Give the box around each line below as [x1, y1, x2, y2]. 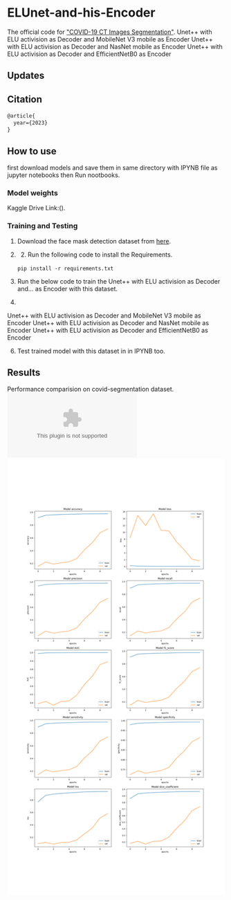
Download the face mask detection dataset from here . [17, 237, 172, 245]
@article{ [7, 113, 36, 120]
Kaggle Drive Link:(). [7, 204, 66, 212]
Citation [7, 93, 43, 105]
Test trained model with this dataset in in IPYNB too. [17, 347, 166, 355]
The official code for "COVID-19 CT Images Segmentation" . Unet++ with [7, 28, 212, 36]
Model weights [7, 188, 59, 198]
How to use [7, 145, 57, 157]
